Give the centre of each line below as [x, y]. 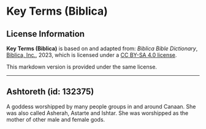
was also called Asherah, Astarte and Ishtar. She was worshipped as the [97, 113]
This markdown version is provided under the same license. [82, 67]
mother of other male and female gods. [56, 119]
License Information [45, 34]
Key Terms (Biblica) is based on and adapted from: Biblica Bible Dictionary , [102, 48]
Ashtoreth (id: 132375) [50, 92]
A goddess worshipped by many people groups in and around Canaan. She [101, 106]
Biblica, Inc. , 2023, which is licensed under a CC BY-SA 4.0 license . [92, 55]
